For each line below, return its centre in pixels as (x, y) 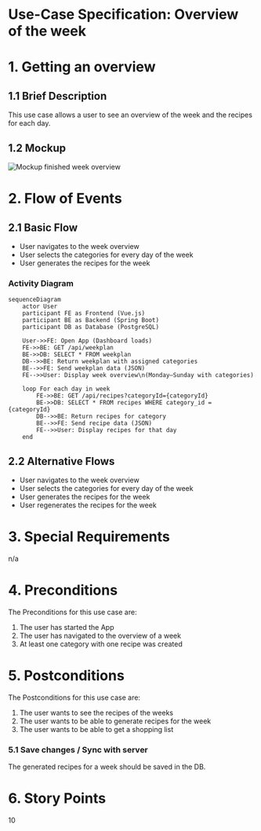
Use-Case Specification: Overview (123, 15)
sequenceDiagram (34, 300)
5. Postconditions (67, 676)
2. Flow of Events (65, 199)
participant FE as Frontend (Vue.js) (84, 313)
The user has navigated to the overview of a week (100, 635)
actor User (40, 307)
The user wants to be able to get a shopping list (96, 729)
